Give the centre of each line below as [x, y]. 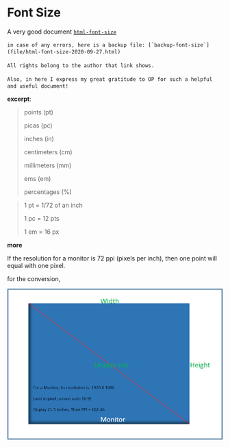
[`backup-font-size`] [179, 45]
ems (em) [37, 178]
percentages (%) [48, 192]
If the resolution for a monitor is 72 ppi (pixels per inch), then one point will [112, 258]
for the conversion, [34, 278]
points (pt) [38, 112]
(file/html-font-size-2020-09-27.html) [64, 52]
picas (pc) [38, 125]
